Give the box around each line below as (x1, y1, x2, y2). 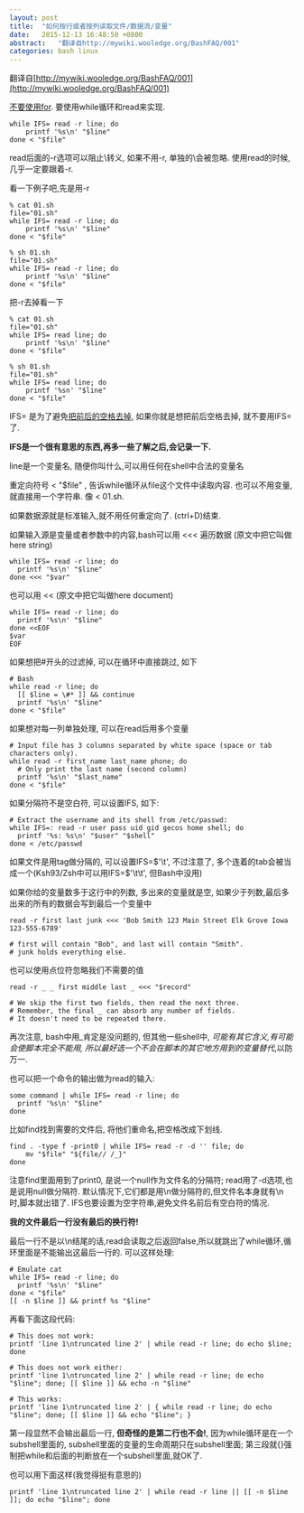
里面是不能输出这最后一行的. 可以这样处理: (16, 1247, 175, 1258)
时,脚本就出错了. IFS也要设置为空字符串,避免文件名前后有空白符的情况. (9, 1198, 271, 1209)
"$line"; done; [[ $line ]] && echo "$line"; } (9, 1411, 192, 1420)
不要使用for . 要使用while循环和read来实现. (9, 101, 166, 113)
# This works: (9, 1395, 63, 1405)
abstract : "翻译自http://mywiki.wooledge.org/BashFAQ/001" (9, 38, 240, 48)
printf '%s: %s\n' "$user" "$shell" (17, 832, 155, 841)
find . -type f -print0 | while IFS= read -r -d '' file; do (9, 1142, 244, 1152)
